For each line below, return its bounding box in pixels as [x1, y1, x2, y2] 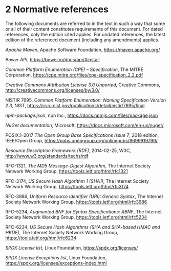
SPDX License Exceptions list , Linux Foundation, [5, 254, 107, 261]
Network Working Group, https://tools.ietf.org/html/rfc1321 [5, 168, 128, 174]
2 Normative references [5, 4, 109, 15]
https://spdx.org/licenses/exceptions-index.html [5, 260, 107, 266]
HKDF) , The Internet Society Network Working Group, [5, 229, 119, 235]
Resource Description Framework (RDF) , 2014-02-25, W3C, [5, 147, 132, 154]
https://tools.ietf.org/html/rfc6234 [5, 235, 77, 241]
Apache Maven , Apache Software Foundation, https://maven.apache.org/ [5, 46, 160, 53]
